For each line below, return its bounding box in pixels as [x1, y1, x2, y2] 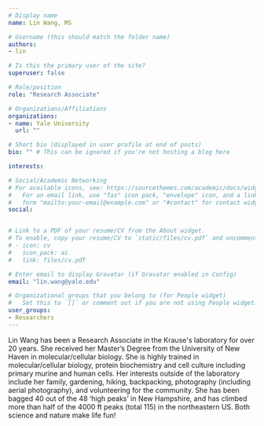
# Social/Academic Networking [8, 176, 108, 185]
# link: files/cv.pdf [8, 256, 86, 264]
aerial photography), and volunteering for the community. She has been [8, 385, 240, 395]
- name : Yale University [8, 119, 90, 127]
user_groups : [8, 307, 51, 314]
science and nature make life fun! [8, 410, 116, 420]
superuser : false [8, 69, 65, 77]
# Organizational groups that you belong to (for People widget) [8, 292, 226, 299]
